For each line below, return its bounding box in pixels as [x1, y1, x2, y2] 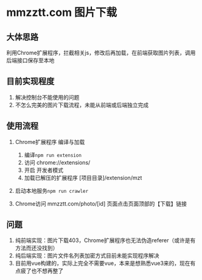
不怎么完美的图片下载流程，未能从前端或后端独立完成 [15, 101, 149, 109]
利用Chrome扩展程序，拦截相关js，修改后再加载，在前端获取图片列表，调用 [6, 49, 196, 56]
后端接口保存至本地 [6, 57, 55, 64]
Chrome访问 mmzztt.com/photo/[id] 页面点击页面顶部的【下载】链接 [15, 199, 187, 207]
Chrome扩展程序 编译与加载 [15, 138, 85, 145]
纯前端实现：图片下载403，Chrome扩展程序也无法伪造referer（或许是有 [15, 237, 196, 244]
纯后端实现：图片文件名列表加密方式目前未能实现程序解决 [15, 252, 159, 259]
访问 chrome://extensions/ [24, 159, 91, 166]
